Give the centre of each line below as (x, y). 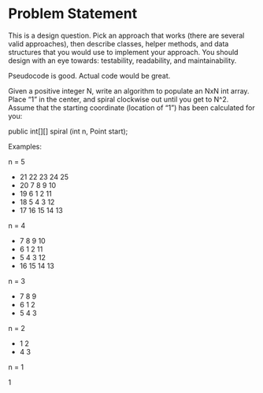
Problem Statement (73, 14)
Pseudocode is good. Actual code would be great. (89, 75)
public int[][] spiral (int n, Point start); (68, 131)
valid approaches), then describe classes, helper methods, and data (119, 43)
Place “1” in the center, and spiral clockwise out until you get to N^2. (119, 99)
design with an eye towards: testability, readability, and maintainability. (122, 61)
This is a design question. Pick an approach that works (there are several (126, 35)
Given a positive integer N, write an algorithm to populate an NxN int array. (129, 90)
